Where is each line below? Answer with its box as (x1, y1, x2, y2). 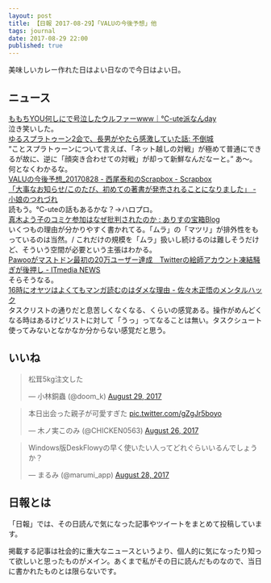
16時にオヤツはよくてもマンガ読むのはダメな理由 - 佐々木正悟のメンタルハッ (8, 285, 263, 294)
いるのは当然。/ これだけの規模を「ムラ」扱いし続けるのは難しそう (22, 235, 246, 244)
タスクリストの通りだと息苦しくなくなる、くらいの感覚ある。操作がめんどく (8, 305, 263, 314)
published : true (8, 42, 63, 50)
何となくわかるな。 (8, 164, 73, 173)
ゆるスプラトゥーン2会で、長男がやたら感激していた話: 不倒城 (8, 134, 214, 144)
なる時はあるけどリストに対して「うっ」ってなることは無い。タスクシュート (8, 315, 262, 325)
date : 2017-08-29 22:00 (8, 34, 89, 43)
